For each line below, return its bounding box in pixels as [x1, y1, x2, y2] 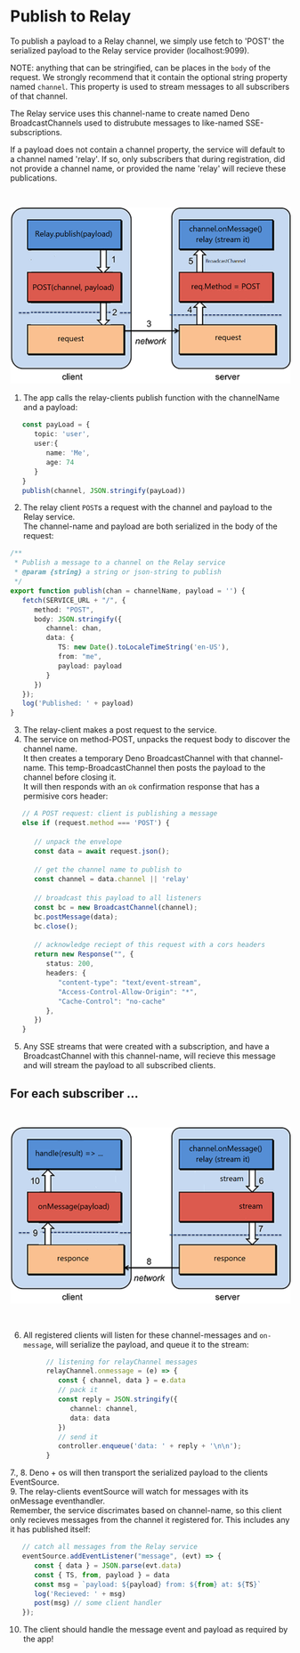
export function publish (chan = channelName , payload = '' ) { [10, 586, 246, 596]
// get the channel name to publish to [33, 865, 182, 874]
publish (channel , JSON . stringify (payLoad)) [21, 486, 186, 495]
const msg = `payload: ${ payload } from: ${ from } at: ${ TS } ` [33, 1580, 262, 1589]
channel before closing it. [22, 772, 117, 782]
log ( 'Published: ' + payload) [21, 699, 134, 709]
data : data [69, 1414, 110, 1422]
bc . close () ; [33, 921, 78, 931]
